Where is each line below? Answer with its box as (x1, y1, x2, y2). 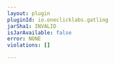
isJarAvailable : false (7, 29, 72, 36)
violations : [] (7, 42, 51, 49)
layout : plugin (7, 10, 51, 17)
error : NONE (7, 36, 41, 42)
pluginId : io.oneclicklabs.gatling (7, 16, 109, 23)
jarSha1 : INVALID (7, 23, 57, 29)
